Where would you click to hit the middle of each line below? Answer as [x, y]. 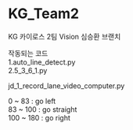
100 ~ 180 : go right [39, 117]
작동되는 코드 [28, 53]
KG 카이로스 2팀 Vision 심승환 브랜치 [65, 36]
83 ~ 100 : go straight [43, 109]
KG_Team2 [44, 14]
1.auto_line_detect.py [42, 62]
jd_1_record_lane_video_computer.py [66, 85]
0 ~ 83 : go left [32, 101]
